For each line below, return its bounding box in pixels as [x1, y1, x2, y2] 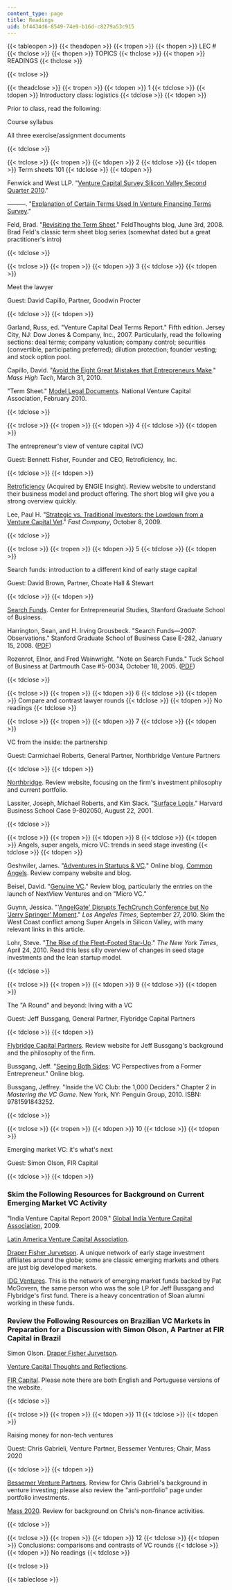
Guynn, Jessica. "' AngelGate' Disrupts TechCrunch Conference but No [7, 903, 209, 912]
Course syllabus [7, 118, 53, 126]
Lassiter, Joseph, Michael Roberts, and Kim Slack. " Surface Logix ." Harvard [7, 799, 223, 808]
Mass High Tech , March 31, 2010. [7, 374, 102, 382]
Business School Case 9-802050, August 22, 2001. [7, 806, 154, 815]
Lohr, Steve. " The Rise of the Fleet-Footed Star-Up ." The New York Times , [7, 939, 218, 947]
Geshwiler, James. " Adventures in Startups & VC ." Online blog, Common [7, 861, 213, 870]
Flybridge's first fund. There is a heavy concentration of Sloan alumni [7, 1291, 206, 1299]
